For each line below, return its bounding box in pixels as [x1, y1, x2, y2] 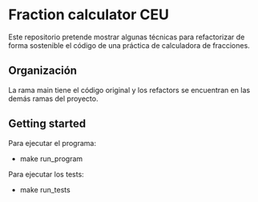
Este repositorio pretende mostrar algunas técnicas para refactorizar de [8, 32, 245, 42]
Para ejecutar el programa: [8, 138, 96, 147]
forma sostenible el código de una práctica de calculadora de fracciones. [8, 40, 250, 50]
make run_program [19, 154, 83, 164]
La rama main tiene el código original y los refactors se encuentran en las [8, 85, 251, 95]
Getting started [8, 117, 87, 131]
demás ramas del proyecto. [8, 94, 99, 103]
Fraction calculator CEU [8, 6, 170, 24]
